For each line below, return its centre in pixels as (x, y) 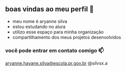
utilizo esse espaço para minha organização (58, 32)
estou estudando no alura (39, 26)
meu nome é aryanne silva (40, 21)
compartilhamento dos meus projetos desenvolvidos (67, 37)
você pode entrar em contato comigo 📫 (55, 50)
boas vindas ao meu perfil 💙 (49, 9)
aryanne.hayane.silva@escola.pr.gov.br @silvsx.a (56, 63)
